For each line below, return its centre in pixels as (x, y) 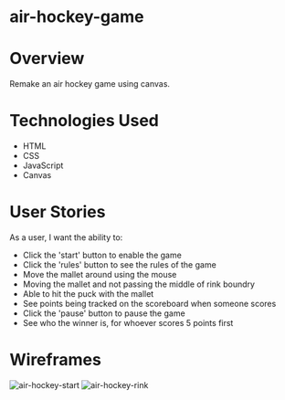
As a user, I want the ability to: (66, 237)
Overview (47, 59)
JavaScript (43, 165)
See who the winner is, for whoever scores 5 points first (128, 323)
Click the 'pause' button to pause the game (104, 313)
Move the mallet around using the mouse (100, 274)
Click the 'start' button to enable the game (102, 255)
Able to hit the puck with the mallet (88, 294)
